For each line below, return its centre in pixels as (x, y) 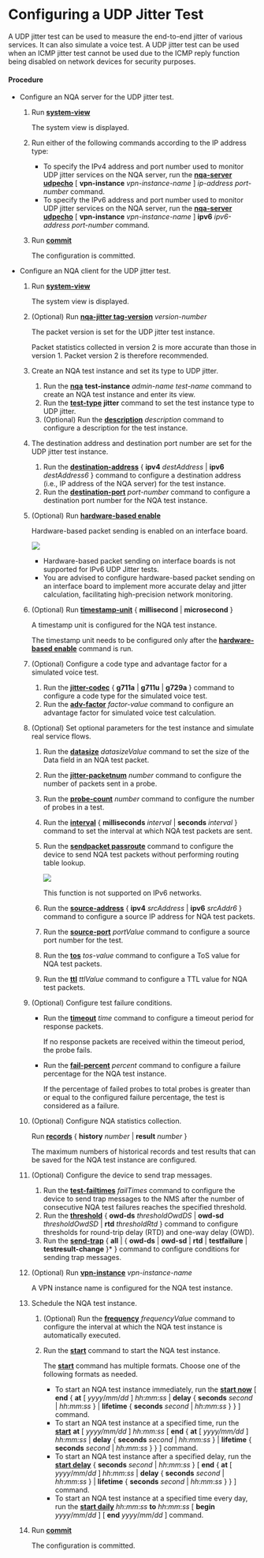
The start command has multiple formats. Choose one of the (141, 1366)
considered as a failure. (81, 1106)
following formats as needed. (90, 1374)
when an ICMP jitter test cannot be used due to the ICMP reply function (124, 53)
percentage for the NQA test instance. (105, 1074)
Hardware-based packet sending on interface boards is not (139, 561)
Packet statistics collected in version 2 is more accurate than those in (144, 348)
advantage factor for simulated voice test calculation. (130, 713)
